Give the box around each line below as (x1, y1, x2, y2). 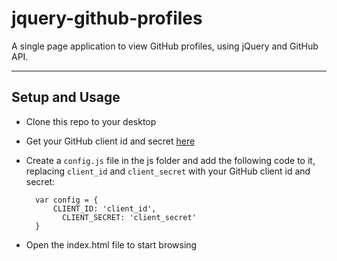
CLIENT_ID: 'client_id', (52, 203, 157, 214)
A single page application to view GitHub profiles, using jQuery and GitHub (11, 40, 319, 52)
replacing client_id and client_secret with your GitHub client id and (25, 165, 311, 177)
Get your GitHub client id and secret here (25, 135, 196, 147)
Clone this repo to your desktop (25, 115, 157, 127)
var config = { (35, 195, 99, 205)
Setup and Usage (11, 89, 121, 106)
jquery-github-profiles (11, 7, 203, 30)
